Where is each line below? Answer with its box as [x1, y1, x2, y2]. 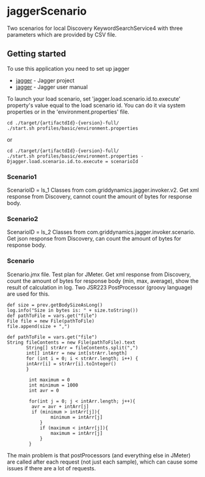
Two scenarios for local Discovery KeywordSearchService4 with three [7, 24, 183, 32]
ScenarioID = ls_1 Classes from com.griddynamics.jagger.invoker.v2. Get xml [7, 186, 199, 194]
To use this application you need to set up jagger [7, 65, 130, 72]
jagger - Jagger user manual [15, 83, 88, 90]
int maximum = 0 [29, 377, 70, 383]
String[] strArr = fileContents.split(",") [26, 344, 138, 351]
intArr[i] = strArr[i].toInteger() [26, 360, 117, 367]
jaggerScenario [7, 4, 87, 18]
